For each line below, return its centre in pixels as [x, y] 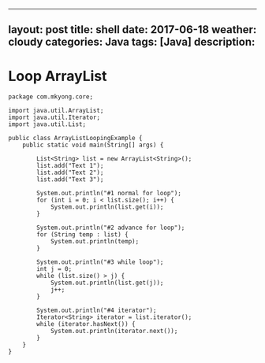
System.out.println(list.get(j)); [107, 283]
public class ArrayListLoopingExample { [76, 139]
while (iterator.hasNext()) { [86, 324]
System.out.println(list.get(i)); [107, 207]
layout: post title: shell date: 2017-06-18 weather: [132, 30]
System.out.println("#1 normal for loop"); [109, 194]
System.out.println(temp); [95, 242]
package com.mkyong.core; [50, 97]
